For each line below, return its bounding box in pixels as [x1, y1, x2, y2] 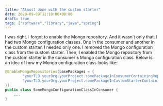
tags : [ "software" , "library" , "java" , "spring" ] [5, 20, 101, 26]
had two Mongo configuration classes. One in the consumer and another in [5, 39, 155, 45]
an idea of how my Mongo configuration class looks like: [5, 60, 118, 66]
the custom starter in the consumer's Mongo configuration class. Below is [5, 54, 153, 61]
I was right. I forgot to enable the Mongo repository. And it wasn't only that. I [5, 34, 158, 40]
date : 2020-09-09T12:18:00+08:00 [5, 12, 73, 17]
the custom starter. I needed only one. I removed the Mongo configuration [5, 44, 153, 50]
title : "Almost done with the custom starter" [5, 7, 101, 12]
